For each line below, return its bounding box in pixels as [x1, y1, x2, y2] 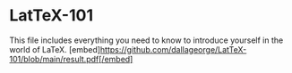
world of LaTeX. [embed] [9, 44, 101, 54]
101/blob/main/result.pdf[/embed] [9, 53, 133, 64]
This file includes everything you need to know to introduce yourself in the [9, 35, 284, 45]
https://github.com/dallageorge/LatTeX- [99, 44, 247, 54]
